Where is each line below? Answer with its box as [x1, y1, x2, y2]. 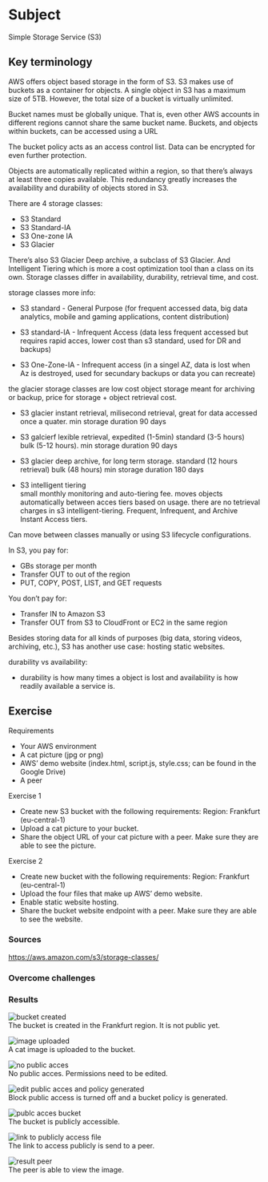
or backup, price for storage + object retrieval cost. [8, 392, 178, 402]
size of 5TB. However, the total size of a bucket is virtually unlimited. [8, 94, 234, 103]
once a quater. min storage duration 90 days [19, 416, 166, 426]
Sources [8, 934, 42, 945]
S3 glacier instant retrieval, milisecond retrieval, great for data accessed [19, 407, 258, 418]
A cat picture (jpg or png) [19, 750, 104, 759]
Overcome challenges [8, 972, 96, 983]
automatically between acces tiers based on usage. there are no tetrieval [19, 497, 261, 507]
